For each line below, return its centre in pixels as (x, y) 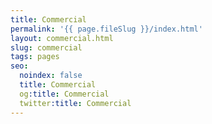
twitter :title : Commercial (75, 103)
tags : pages (35, 57)
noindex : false (51, 76)
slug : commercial (46, 47)
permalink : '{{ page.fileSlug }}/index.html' (106, 29)
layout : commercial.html (62, 38)
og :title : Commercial (64, 94)
